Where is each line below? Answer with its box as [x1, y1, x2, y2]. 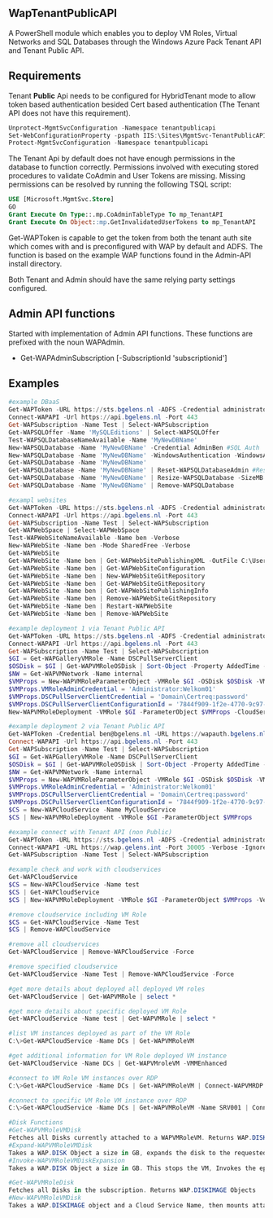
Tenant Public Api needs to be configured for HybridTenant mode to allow [8, 90, 256, 100]
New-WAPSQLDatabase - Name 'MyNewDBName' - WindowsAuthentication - [8, 451, 238, 459]
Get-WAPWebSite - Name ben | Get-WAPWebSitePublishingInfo [8, 587, 209, 596]
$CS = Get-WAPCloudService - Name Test [8, 918, 140, 926]
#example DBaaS [8, 398, 60, 407]
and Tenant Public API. [8, 45, 84, 55]
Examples [8, 376, 59, 390]
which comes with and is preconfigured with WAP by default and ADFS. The [8, 241, 263, 251]
